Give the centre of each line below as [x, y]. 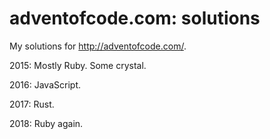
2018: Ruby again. [46, 123]
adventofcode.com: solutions [135, 18]
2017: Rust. [32, 104]
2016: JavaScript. [45, 84]
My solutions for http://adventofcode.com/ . [98, 46]
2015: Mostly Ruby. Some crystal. [78, 65]
